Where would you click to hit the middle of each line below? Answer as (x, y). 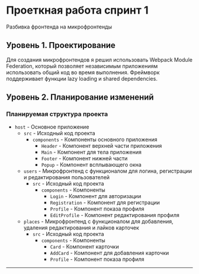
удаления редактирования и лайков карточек (81, 228)
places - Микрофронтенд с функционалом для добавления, (98, 222)
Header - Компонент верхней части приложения (102, 146)
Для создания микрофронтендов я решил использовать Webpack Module (99, 59)
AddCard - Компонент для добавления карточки (110, 253)
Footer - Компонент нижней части (84, 158)
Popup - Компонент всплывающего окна (92, 165)
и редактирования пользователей (67, 177)
